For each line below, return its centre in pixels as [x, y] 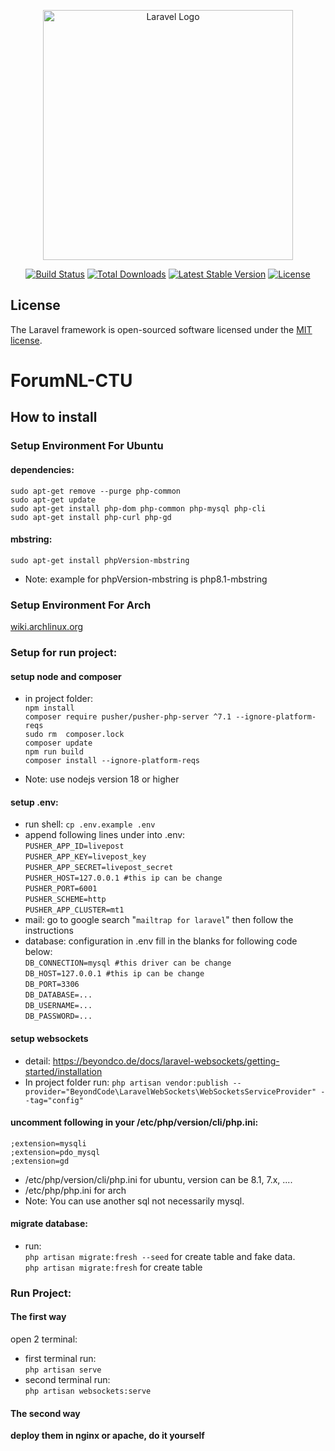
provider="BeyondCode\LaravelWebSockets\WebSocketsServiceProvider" [170, 1091]
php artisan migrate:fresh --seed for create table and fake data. [160, 1256]
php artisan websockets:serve [88, 1391]
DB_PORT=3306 [52, 985]
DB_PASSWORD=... [58, 1016]
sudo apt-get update [53, 500]
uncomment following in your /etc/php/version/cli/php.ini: [134, 1122]
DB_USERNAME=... [58, 1006]
